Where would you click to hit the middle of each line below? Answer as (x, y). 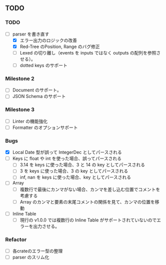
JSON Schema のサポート (39, 96)
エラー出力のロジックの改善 (48, 40)
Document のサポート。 (37, 90)
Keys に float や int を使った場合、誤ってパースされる (67, 158)
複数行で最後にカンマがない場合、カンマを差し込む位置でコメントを (90, 189)
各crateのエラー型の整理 (37, 251)
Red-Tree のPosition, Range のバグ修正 (60, 46)
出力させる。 (46, 226)
